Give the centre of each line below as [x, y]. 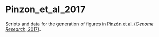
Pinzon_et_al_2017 [45, 10]
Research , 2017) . [23, 29]
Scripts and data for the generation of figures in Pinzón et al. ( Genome [79, 24]
